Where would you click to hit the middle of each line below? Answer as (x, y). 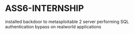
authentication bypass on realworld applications (53, 26)
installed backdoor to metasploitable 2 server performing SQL (67, 22)
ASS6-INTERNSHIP (45, 8)
